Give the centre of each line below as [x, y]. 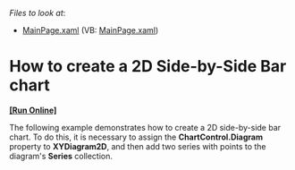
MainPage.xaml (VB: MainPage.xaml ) [90, 30]
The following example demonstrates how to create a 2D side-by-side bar [145, 127]
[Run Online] [33, 110]
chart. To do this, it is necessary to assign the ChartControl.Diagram [136, 137]
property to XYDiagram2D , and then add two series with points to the [138, 146]
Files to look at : [38, 13]
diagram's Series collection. [61, 156]
